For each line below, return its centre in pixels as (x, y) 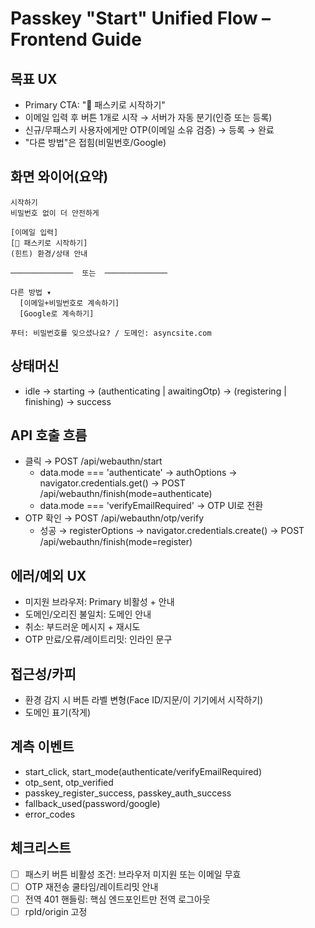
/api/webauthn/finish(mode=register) (116, 542)
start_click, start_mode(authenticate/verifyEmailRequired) (143, 771)
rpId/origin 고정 (56, 911)
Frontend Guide (76, 39)
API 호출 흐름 (49, 435)
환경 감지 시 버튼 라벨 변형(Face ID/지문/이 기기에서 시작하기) (144, 700)
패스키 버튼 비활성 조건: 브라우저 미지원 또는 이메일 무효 (133, 874)
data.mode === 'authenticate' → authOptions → (138, 473)
